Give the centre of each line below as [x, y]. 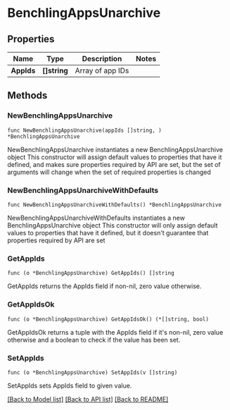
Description [102, 59]
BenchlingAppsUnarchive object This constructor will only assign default [113, 225]
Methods [27, 95]
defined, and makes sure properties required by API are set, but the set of [114, 164]
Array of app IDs [102, 70]
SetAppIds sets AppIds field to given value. [70, 385]
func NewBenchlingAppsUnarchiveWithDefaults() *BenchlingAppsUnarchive [114, 205]
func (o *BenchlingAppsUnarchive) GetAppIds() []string [91, 273]
